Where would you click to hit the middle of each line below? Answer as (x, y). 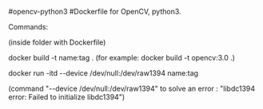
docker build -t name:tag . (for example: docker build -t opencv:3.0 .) (122, 58)
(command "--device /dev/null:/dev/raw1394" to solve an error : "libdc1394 (132, 88)
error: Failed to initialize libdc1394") (67, 97)
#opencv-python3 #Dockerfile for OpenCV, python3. (95, 12)
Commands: (28, 27)
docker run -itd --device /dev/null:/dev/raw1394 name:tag (103, 73)
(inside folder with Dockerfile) (57, 42)
